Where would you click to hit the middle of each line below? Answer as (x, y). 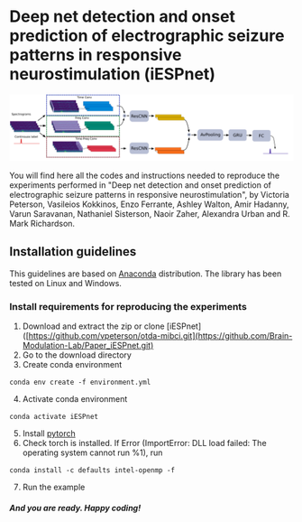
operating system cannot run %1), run (92, 452)
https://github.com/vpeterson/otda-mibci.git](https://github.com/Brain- (160, 336)
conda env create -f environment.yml (80, 382)
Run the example (54, 487)
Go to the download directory (77, 355)
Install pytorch (49, 433)
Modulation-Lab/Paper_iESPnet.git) (88, 346)
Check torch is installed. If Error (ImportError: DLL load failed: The (145, 443)
